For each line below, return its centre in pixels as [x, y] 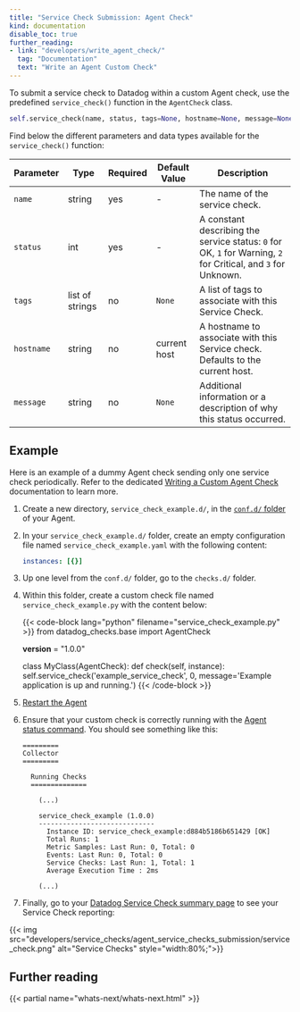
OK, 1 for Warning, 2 [241, 253]
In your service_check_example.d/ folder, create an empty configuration [154, 535]
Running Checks [59, 777]
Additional [221, 385]
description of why [239, 407]
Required [127, 172]
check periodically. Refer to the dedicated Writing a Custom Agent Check [144, 481]
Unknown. [221, 275]
